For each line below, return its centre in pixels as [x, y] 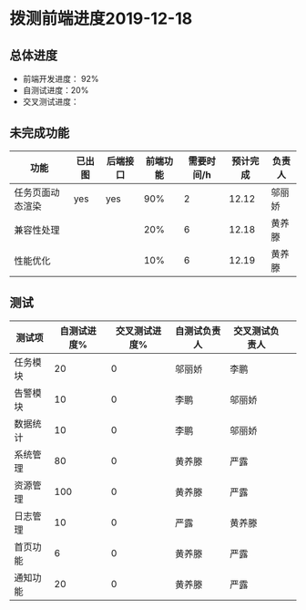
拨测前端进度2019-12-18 [101, 19]
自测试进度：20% [56, 90]
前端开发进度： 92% [61, 79]
